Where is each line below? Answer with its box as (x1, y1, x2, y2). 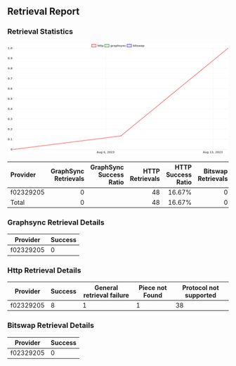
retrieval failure (83, 291, 130, 299)
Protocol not (182, 283, 219, 291)
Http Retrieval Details (7, 265, 81, 275)
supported (185, 291, 216, 299)
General (94, 283, 118, 291)
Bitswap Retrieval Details (7, 320, 95, 330)
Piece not (138, 283, 167, 291)
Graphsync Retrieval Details (7, 217, 105, 227)
